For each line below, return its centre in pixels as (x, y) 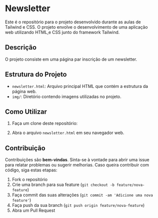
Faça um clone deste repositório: (45, 123)
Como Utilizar (26, 111)
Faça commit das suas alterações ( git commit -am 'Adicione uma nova (82, 195)
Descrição (21, 47)
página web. (24, 91)
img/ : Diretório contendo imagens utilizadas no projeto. (67, 96)
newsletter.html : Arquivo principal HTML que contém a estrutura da (80, 86)
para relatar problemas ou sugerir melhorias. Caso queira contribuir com (77, 165)
